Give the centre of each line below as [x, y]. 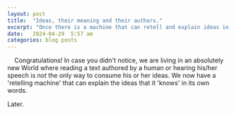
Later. [16, 104]
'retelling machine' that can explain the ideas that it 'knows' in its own [108, 83]
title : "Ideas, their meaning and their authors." [85, 21]
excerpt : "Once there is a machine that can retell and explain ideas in [118, 27]
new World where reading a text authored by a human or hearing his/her [112, 68]
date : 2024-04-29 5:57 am [50, 34]
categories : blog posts [42, 40]
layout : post [26, 14]
